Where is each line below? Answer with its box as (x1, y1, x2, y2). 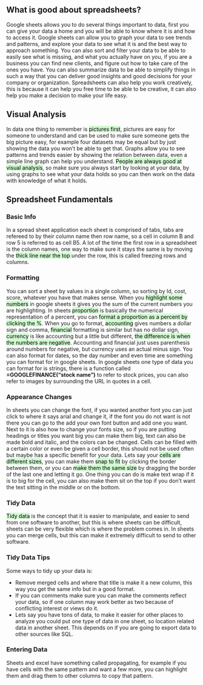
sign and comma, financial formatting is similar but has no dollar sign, (6, 326, 180, 333)
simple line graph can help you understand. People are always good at (6, 157, 182, 165)
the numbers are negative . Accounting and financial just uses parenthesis (6, 339, 190, 346)
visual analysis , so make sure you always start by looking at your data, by (6, 164, 190, 171)
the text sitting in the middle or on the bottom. (6, 483, 121, 491)
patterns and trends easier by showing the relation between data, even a (6, 151, 188, 158)
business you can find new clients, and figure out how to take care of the (6, 59, 188, 67)
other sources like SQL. (15, 630, 74, 638)
